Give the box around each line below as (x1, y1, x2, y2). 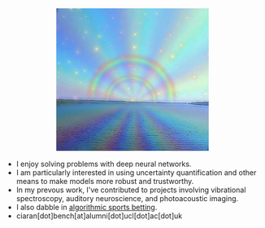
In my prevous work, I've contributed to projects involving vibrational (15, 185, 246, 195)
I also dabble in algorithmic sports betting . (15, 202, 158, 212)
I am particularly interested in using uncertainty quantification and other (15, 167, 257, 178)
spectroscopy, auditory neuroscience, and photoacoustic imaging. (15, 193, 239, 203)
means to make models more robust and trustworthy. (15, 176, 194, 186)
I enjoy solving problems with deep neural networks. (15, 159, 192, 169)
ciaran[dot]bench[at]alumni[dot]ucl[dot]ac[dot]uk (15, 211, 183, 221)
